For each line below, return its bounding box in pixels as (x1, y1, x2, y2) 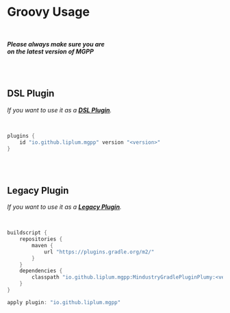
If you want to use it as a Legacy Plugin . (7, 203, 122, 211)
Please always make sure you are (7, 40, 105, 48)
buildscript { (7, 229, 48, 236)
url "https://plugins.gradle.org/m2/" (43, 248, 155, 255)
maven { (31, 242, 53, 249)
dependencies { (19, 268, 63, 275)
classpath (31, 274, 60, 281)
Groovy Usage (7, 4, 90, 20)
